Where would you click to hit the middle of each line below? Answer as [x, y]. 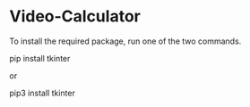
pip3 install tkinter [43, 93]
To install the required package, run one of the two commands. [125, 41]
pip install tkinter [40, 58]
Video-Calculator [75, 16]
